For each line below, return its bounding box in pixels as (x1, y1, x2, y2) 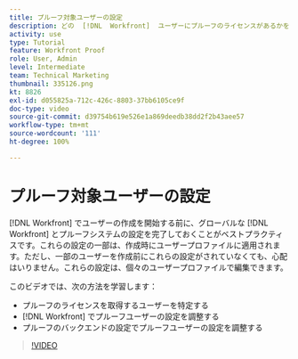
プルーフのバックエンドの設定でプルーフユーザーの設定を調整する (21, 322, 263, 332)
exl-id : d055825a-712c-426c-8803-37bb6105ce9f (9, 95, 185, 105)
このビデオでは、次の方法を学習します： (9, 281, 157, 291)
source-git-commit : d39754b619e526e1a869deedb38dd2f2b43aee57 (9, 112, 245, 121)
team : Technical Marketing (9, 71, 109, 80)
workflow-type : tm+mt (9, 121, 90, 130)
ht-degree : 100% (9, 137, 69, 146)
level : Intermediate (9, 63, 86, 72)
